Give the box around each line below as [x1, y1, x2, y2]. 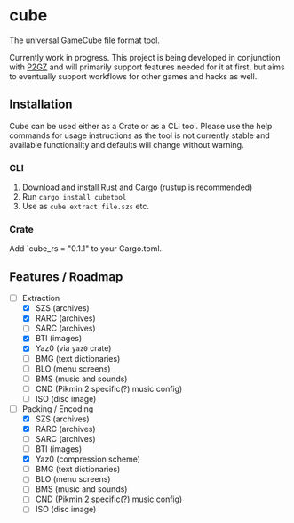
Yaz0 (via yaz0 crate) [35, 343, 112, 354]
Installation [9, 97, 73, 112]
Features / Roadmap [9, 269, 123, 284]
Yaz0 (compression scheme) [35, 454, 140, 464]
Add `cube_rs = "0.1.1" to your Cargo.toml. [9, 243, 163, 254]
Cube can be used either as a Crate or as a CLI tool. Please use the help [9, 120, 273, 131]
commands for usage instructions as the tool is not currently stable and [9, 130, 271, 141]
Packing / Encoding [21, 403, 94, 414]
